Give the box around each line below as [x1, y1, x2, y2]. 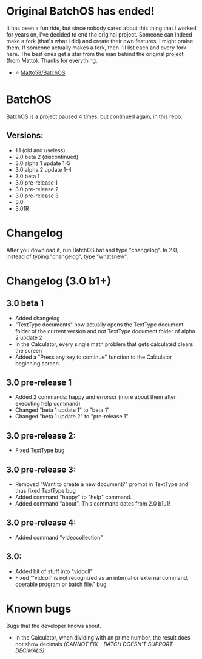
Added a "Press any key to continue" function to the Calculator [15, 353, 172, 361]
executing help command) [15, 400, 81, 407]
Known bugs [6, 602, 72, 616]
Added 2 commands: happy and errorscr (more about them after [15, 393, 177, 401]
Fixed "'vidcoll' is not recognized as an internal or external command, [15, 574, 189, 581]
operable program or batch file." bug [15, 580, 107, 588]
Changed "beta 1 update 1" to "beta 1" [15, 406, 110, 414]
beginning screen [15, 359, 59, 367]
